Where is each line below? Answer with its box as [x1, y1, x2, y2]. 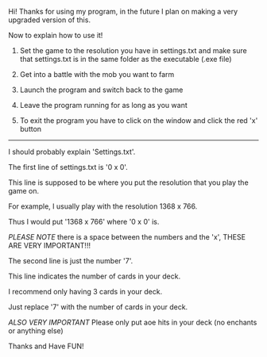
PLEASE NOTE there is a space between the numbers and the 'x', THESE [8, 232, 246, 241]
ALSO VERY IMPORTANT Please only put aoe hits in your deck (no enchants [8, 317, 257, 327]
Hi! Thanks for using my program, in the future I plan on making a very [8, 7, 238, 16]
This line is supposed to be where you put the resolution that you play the [8, 178, 249, 187]
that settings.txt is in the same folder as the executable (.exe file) [19, 55, 232, 63]
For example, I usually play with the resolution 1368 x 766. [8, 202, 198, 211]
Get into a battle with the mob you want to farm [19, 70, 175, 79]
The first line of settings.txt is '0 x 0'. [8, 163, 129, 171]
